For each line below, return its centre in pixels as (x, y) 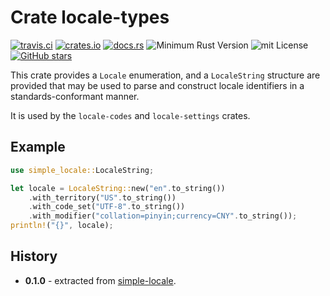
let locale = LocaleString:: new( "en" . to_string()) (118, 188)
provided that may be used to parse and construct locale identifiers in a (157, 85)
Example (38, 147)
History (34, 256)
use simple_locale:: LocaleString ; (82, 170)
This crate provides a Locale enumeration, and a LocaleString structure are (165, 75)
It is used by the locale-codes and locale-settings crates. (130, 115)
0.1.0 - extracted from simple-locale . (100, 280)
